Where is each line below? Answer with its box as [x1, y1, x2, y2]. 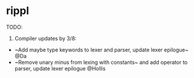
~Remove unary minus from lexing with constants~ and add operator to [14, 59, 188, 66]
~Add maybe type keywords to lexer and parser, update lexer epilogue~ [14, 46, 189, 53]
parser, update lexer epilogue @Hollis [14, 65, 106, 72]
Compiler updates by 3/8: [14, 35, 77, 42]
